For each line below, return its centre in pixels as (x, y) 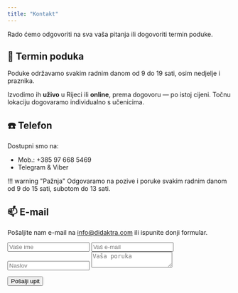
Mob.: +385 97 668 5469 (55, 160)
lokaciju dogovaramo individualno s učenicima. (76, 102)
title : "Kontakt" (33, 14)
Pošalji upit (26, 281)
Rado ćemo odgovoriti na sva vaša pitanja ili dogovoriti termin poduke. (110, 34)
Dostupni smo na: (33, 146)
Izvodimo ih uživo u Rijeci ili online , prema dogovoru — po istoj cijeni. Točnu (119, 95)
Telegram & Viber (43, 167)
